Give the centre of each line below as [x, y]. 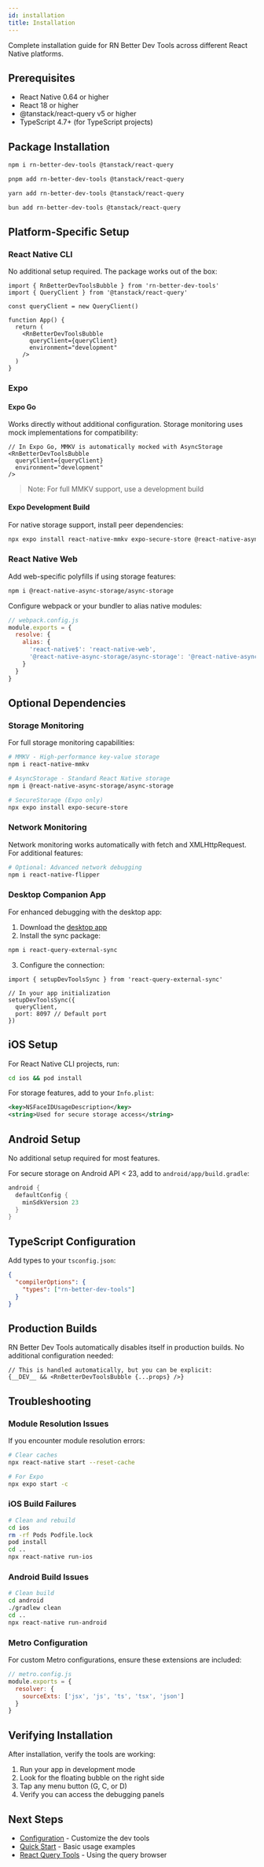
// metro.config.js [40, 1674]
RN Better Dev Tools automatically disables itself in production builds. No [126, 1347]
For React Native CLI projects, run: [64, 1064]
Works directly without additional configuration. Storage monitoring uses [126, 424]
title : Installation [42, 23]
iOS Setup [33, 1045]
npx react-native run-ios [50, 1557]
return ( [29, 327]
